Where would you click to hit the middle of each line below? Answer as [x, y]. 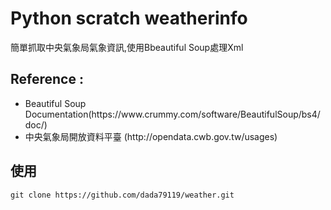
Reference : [47, 79]
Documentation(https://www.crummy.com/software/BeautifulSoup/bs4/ [172, 114]
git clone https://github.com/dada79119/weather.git [122, 195]
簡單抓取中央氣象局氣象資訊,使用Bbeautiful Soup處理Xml [127, 47]
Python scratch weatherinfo [129, 18]
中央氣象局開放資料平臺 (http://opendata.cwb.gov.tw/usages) [151, 136]
